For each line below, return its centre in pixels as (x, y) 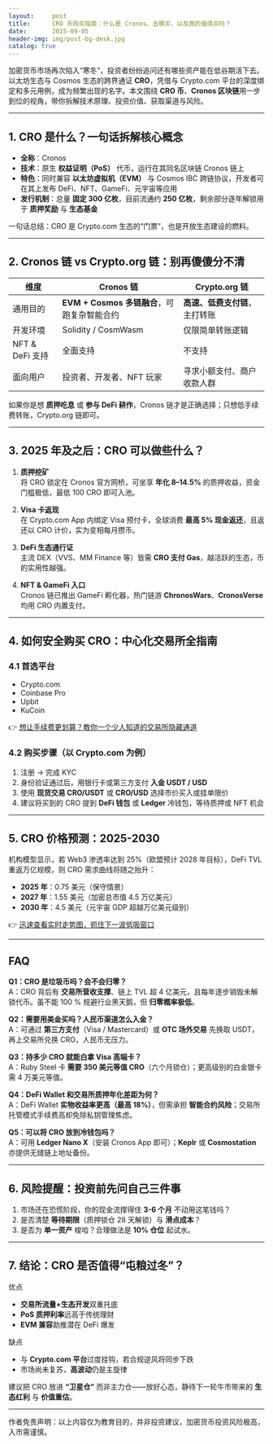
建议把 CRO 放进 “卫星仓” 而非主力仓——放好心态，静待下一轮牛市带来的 (131, 1386)
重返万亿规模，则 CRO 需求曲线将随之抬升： (82, 870)
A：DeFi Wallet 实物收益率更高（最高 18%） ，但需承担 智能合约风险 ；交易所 (134, 1105)
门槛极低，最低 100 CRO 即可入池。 (80, 492)
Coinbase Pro (43, 693)
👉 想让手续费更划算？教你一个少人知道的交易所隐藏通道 (103, 727)
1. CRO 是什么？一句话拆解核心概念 (96, 136)
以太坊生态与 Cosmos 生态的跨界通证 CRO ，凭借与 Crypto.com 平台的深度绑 (136, 81)
